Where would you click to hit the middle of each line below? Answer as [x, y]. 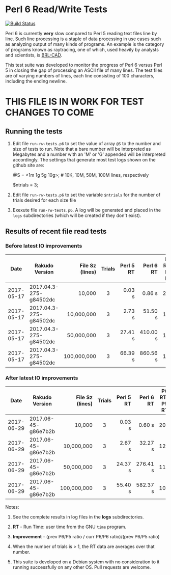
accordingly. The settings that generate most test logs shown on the [84, 159]
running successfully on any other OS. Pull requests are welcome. [82, 567]
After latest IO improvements [42, 378]
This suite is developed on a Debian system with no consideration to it [86, 562]
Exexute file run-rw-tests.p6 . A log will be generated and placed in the [87, 210]
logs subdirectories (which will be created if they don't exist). [77, 215]
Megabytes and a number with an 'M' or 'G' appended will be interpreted [89, 154]
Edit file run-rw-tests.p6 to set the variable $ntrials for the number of [87, 195]
